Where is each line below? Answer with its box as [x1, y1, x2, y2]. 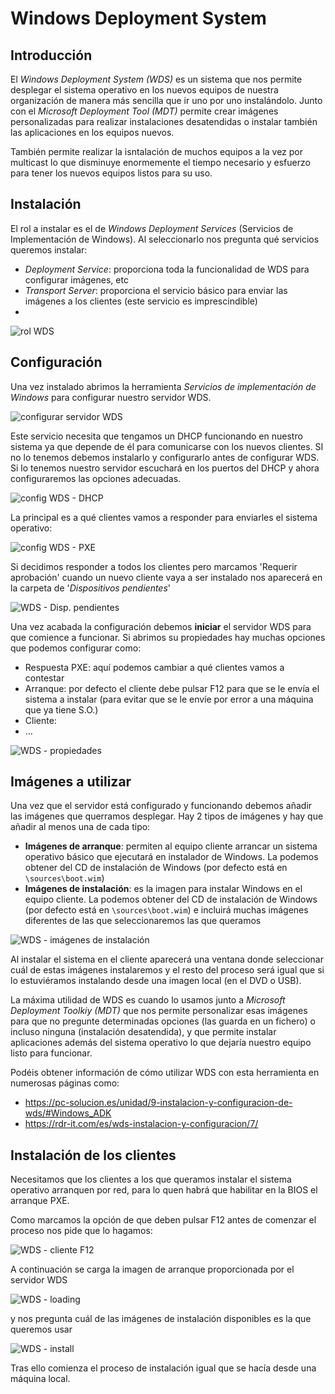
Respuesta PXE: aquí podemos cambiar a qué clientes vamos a [24, 661, 285, 673]
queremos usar [10, 1323, 73, 1336]
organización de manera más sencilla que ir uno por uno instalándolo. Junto [10, 95, 323, 106]
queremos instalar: [10, 243, 88, 256]
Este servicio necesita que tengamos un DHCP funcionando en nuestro [10, 430, 303, 442]
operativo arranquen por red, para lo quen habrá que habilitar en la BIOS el [10, 1184, 318, 1196]
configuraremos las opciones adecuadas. [10, 472, 182, 484]
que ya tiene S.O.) [24, 703, 99, 716]
